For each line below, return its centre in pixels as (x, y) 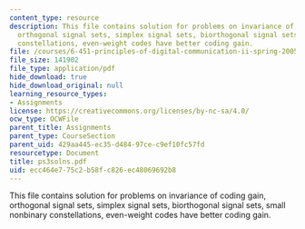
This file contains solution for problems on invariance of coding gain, (138, 195)
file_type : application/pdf (63, 69)
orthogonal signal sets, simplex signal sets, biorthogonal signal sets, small (148, 205)
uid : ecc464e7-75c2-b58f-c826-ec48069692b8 (93, 170)
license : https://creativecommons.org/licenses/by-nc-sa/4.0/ (129, 111)
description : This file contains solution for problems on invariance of (152, 26)
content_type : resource (54, 18)
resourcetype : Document (54, 153)
